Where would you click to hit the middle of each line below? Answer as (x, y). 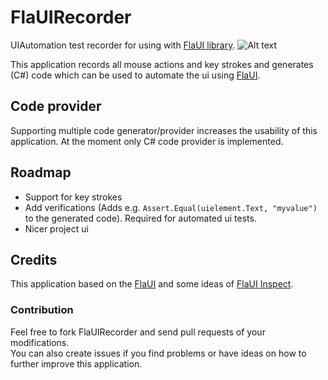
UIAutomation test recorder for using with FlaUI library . (123, 45)
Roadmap (41, 172)
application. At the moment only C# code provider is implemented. (147, 141)
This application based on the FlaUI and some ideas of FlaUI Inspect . (152, 284)
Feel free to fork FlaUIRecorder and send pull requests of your (138, 332)
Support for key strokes (73, 197)
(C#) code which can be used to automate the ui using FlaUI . (135, 75)
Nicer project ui (56, 228)
